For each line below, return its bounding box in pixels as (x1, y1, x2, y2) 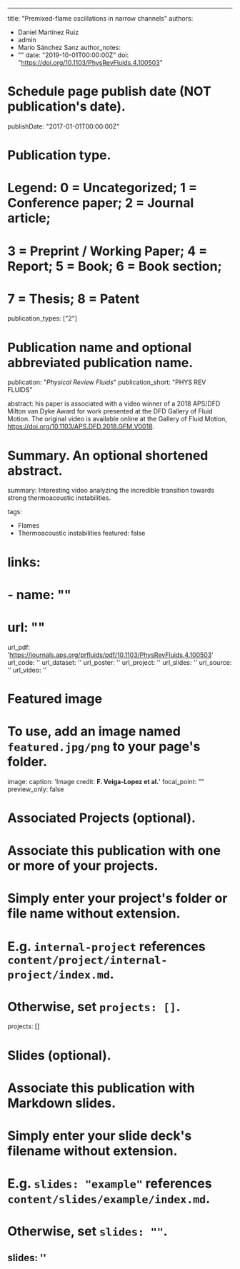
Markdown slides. (7, 1095, 116, 1111)
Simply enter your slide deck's (7, 1128, 192, 1143)
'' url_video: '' (7, 666, 47, 674)
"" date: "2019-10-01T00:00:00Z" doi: (17, 51, 129, 59)
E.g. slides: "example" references (7, 1175, 212, 1192)
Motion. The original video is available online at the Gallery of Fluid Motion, (7, 415, 227, 423)
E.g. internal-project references (7, 938, 206, 954)
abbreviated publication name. (7, 354, 194, 371)
